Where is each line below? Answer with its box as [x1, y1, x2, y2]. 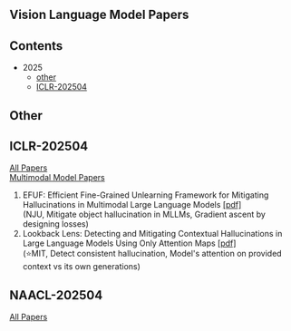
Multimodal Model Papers [9, 172, 106, 183]
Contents [9, 38, 63, 54]
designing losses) [22, 219, 89, 229]
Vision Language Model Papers [9, 7, 189, 23]
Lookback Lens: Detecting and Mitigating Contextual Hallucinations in [22, 229, 283, 239]
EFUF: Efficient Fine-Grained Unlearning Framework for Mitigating [22, 190, 269, 200]
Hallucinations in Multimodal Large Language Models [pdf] [22, 200, 242, 210]
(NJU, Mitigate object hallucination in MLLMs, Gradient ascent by [22, 209, 266, 220]
